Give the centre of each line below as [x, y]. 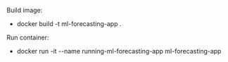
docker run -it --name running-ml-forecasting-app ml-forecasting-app [119, 51]
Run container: [28, 37]
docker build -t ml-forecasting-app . [69, 24]
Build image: [25, 10]
